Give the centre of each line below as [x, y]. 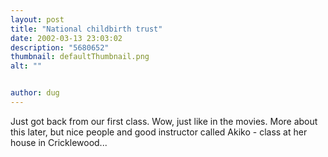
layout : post [37, 19]
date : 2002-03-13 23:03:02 [66, 38]
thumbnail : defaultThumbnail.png [80, 57]
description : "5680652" [60, 47]
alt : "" [26, 66]
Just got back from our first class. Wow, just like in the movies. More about [164, 121]
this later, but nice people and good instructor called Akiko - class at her [159, 132]
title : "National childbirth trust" [86, 29]
